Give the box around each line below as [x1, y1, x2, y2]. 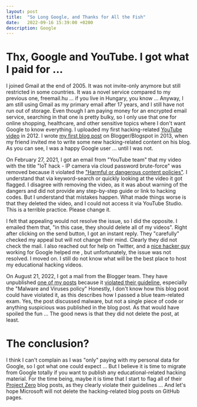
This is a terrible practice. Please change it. [6, 206, 111, 213]
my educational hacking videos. [6, 261, 84, 268]
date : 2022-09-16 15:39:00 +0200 [6, 19, 94, 25]
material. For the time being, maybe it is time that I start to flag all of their [6, 375, 182, 382]
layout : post [6, 8, 38, 15]
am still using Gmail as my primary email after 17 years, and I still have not [6, 101, 184, 108]
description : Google [6, 25, 57, 31]
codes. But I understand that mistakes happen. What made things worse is [6, 194, 186, 201]
